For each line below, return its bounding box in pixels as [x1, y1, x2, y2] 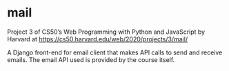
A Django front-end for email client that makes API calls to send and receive [7, 48, 223, 57]
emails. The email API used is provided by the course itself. [7, 55, 175, 63]
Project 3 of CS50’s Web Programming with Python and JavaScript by [7, 28, 206, 36]
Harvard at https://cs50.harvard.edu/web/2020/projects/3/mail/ [7, 34, 188, 43]
